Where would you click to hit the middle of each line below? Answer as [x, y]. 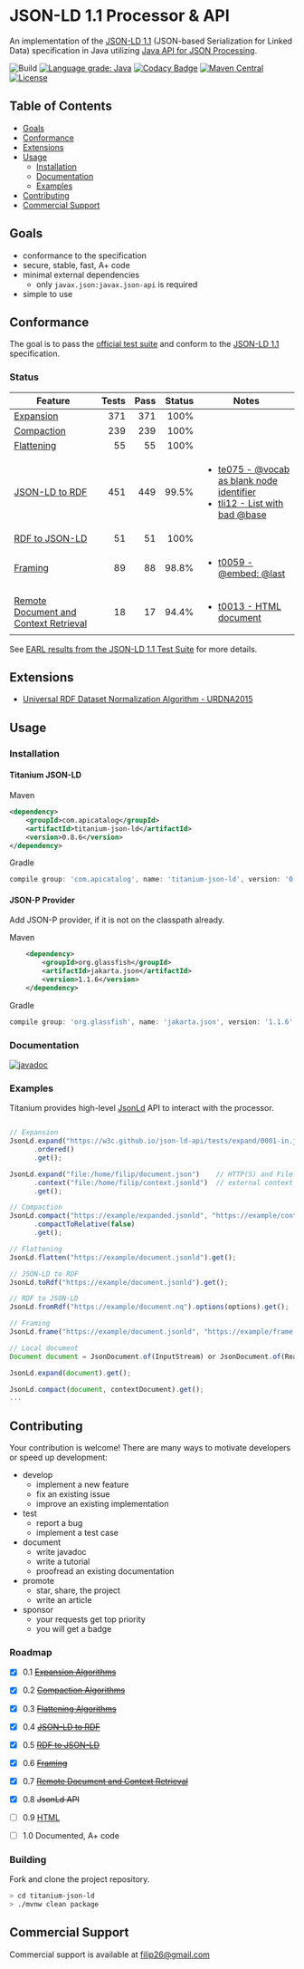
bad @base [242, 515]
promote [38, 1581]
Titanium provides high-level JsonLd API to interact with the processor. [142, 1108]
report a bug [59, 1523]
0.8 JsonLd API [51, 1799]
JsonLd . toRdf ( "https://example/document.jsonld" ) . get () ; [119, 1282]
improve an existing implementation [102, 1504]
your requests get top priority [91, 1619]
